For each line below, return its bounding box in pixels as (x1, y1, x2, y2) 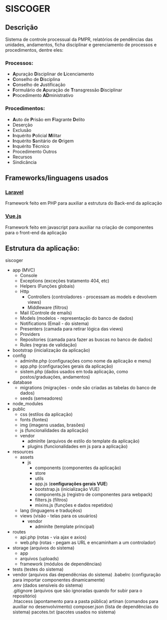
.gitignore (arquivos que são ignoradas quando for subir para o (12, 588, 142, 594)
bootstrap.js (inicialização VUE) (35, 486, 100, 492)
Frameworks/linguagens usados (5, 173, 109, 182)
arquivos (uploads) (20, 556, 59, 562)
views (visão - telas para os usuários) (20, 513, 98, 519)
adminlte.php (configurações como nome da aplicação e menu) (20, 358, 151, 364)
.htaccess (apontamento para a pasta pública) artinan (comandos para (12, 598, 159, 604)
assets (20, 454, 34, 460)
